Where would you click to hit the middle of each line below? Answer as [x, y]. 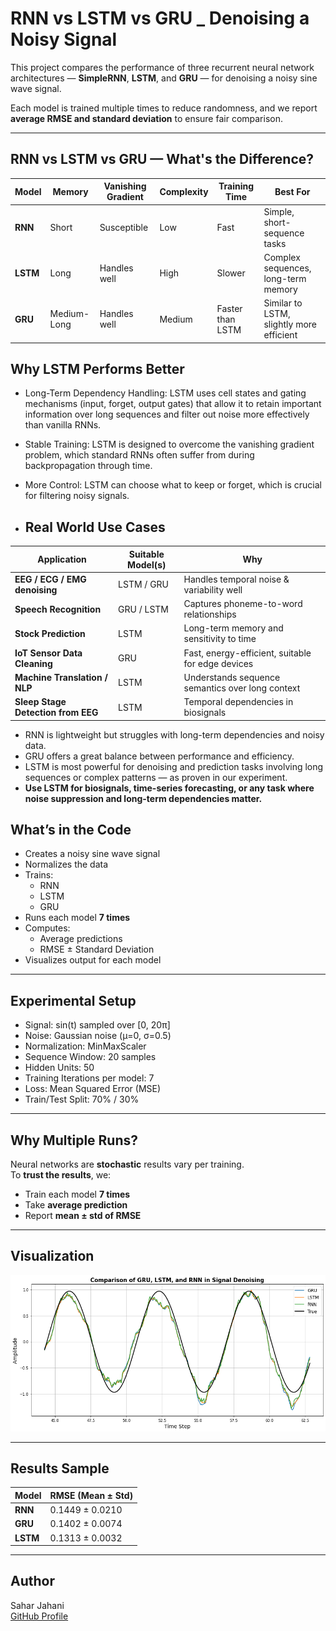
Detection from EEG [56, 713]
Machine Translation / [61, 677]
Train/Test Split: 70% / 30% [82, 1099]
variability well [213, 589]
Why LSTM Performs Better [97, 368]
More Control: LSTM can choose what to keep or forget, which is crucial [173, 485]
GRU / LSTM [144, 609]
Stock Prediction [50, 633]
